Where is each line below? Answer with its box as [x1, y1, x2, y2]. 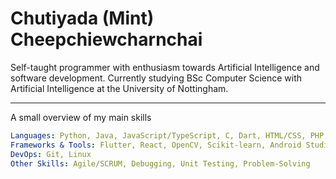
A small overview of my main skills [10, 111, 152, 123]
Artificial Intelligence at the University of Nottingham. [10, 82, 229, 94]
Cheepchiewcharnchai [10, 28, 203, 51]
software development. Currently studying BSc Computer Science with [10, 72, 303, 84]
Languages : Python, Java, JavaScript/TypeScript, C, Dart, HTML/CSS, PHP [10, 130, 325, 141]
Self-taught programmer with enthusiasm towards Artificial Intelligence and [10, 61, 320, 73]
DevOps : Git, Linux [10, 149, 92, 159]
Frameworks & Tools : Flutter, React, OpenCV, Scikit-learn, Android [10, 140, 302, 150]
